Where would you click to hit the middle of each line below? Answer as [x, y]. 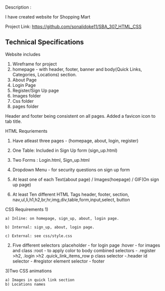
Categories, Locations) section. [45, 74]
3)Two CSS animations [29, 271]
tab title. [14, 121]
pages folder [25, 106]
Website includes [23, 54]
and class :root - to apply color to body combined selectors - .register [84, 250]
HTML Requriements [26, 131]
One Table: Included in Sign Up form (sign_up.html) [65, 150]
